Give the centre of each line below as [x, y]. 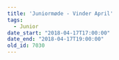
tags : [15, 20]
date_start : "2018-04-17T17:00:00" [59, 33]
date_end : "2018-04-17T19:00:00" [56, 39]
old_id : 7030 [26, 46]
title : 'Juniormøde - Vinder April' [60, 13]
